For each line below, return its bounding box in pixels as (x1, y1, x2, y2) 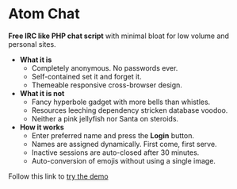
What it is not (19, 88, 65, 98)
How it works (19, 122, 65, 132)
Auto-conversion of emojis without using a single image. (31, 156, 216, 165)
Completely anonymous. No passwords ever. (31, 63, 178, 72)
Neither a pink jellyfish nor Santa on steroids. (31, 114, 179, 123)
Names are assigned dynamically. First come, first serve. (31, 139, 217, 148)
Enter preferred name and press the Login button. (31, 130, 194, 140)
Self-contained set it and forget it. (31, 71, 142, 81)
